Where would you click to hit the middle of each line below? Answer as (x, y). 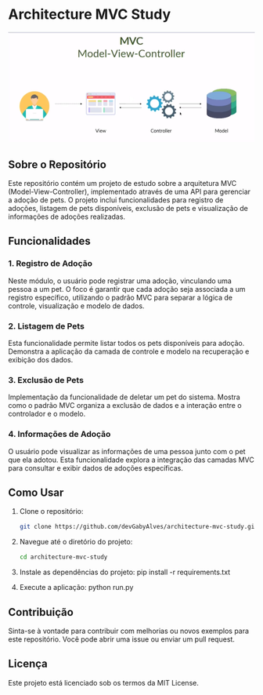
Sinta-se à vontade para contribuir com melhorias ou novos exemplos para (128, 631)
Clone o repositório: (51, 511)
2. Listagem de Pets (46, 326)
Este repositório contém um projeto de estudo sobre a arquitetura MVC (122, 184)
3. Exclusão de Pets (46, 380)
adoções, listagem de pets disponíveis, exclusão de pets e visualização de (128, 209)
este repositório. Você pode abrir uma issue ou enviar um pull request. (121, 639)
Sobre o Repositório (58, 164)
